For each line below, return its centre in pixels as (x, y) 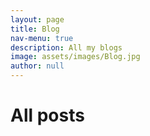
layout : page (37, 19)
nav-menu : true (42, 38)
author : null (37, 66)
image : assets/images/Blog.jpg (75, 57)
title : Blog (35, 29)
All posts (47, 115)
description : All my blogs (66, 47)
